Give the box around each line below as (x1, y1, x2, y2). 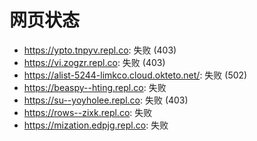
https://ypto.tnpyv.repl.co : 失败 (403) (23, 44, 177, 56)
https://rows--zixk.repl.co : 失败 (23, 106, 153, 118)
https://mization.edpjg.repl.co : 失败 (23, 119, 169, 131)
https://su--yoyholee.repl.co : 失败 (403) (23, 94, 189, 106)
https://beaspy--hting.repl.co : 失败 (23, 81, 167, 93)
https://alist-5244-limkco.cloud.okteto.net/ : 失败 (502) (23, 69, 248, 81)
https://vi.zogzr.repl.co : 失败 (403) (23, 56, 166, 68)
